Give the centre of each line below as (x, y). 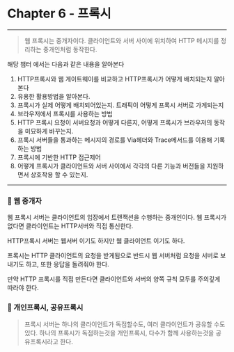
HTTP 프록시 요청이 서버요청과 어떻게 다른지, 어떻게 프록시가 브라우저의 (115, 122)
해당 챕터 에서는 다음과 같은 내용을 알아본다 (66, 64)
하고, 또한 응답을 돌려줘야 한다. (67, 264)
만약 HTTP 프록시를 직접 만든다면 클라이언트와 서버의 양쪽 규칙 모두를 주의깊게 (114, 279)
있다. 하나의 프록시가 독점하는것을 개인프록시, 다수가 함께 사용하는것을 (119, 333)
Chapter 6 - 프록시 (59, 14)
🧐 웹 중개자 (24, 200)
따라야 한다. (23, 288)
